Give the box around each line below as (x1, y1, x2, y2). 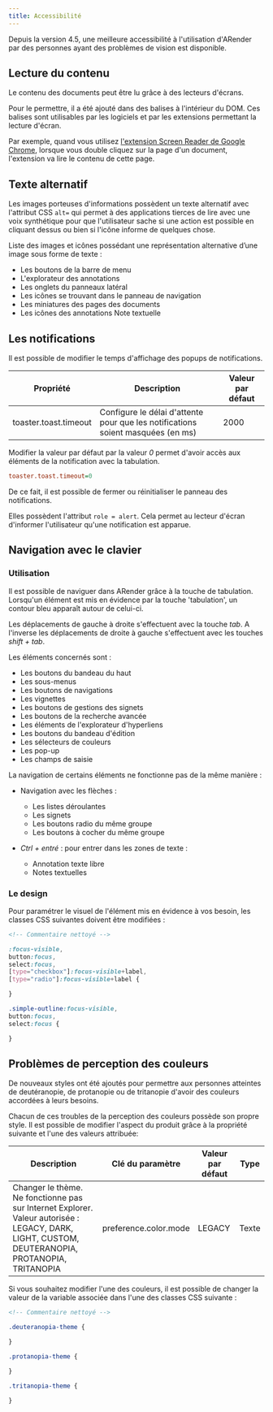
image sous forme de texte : (8, 249, 103, 259)
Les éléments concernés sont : (8, 652, 112, 662)
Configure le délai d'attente (99, 407, 204, 418)
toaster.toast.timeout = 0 (8, 472, 93, 480)
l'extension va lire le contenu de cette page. (8, 154, 155, 163)
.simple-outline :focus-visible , (8, 1005, 118, 1013)
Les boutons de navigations (19, 685, 114, 695)
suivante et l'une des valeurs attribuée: (8, 1128, 139, 1138)
